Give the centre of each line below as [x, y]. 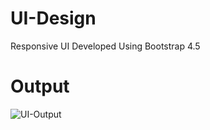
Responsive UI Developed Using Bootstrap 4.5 [105, 46]
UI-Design [53, 18]
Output [40, 86]
